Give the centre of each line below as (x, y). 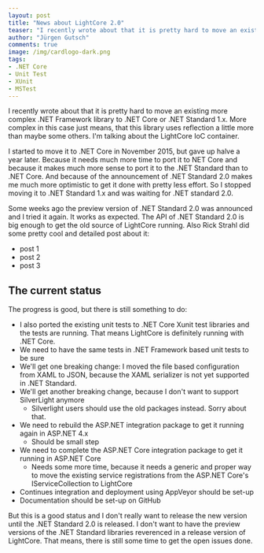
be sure (32, 358)
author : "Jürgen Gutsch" (49, 37)
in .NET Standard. (48, 384)
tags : (17, 60)
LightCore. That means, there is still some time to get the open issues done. (130, 541)
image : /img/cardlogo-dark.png (59, 52)
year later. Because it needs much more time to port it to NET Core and (123, 160)
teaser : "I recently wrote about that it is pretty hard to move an (123, 30)
